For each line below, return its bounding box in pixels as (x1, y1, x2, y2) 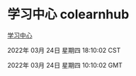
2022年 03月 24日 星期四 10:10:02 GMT (7, 61, 123, 69)
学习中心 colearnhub (7, 6, 130, 23)
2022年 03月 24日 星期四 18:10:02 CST (7, 46, 121, 54)
